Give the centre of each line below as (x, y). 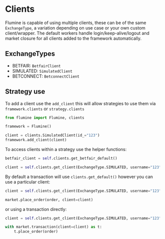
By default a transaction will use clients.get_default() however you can (79, 177)
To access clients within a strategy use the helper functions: (66, 149)
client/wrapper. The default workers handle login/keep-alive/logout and (77, 33)
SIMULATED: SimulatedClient (42, 71)
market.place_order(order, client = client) (49, 200)
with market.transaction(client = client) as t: (54, 227)
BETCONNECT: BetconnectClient (46, 76)
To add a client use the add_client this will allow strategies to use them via (81, 103)
